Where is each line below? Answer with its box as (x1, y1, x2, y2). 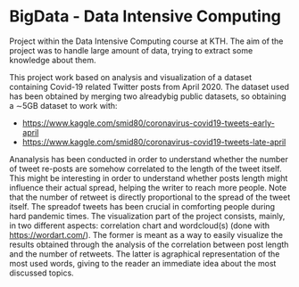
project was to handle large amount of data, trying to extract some (9, 45, 253, 55)
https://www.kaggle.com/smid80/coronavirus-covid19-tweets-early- (21, 118, 275, 128)
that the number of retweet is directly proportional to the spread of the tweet (9, 192, 291, 202)
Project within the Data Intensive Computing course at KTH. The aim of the (9, 36, 284, 46)
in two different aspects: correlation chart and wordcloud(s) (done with (9, 220, 270, 231)
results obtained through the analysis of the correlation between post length (9, 239, 289, 250)
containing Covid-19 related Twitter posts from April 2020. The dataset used (9, 81, 290, 92)
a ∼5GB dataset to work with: (9, 100, 118, 111)
